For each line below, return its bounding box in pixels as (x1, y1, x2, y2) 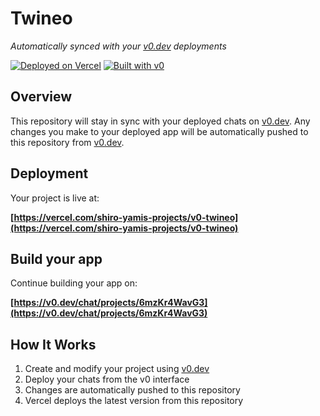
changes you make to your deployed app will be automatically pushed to (10, 125, 309, 137)
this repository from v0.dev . (10, 136, 125, 148)
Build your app (10, 250, 103, 267)
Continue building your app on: (10, 277, 138, 289)
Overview (10, 88, 73, 106)
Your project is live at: (10, 192, 100, 204)
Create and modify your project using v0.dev (24, 363, 210, 375)
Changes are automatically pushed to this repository (24, 384, 241, 396)
